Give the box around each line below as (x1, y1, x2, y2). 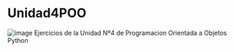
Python (7, 36, 28, 44)
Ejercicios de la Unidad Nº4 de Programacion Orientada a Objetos (34, 28, 228, 37)
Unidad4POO (7, 5, 87, 21)
